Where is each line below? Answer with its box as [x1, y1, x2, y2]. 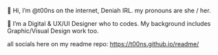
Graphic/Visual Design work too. [7, 27, 99, 35]
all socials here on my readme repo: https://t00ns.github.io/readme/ [7, 40, 199, 48]
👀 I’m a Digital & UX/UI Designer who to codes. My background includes [7, 20, 211, 27]
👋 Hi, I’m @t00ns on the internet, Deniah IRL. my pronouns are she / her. [7, 7, 211, 14]
